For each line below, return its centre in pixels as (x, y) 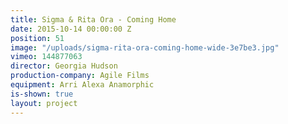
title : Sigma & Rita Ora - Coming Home (93, 19)
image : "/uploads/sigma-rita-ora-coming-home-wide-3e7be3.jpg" (145, 47)
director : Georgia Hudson (64, 66)
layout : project (44, 103)
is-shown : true (42, 94)
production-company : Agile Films (80, 76)
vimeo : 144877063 (46, 57)
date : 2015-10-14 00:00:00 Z (71, 29)
